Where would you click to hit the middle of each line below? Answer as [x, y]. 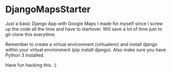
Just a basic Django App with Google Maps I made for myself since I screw [84, 23]
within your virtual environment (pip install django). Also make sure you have [86, 50]
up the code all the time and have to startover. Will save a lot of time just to [84, 29]
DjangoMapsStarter [48, 9]
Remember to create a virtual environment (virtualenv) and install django [81, 44]
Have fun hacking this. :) [31, 65]
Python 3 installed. [25, 55]
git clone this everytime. [31, 34]
